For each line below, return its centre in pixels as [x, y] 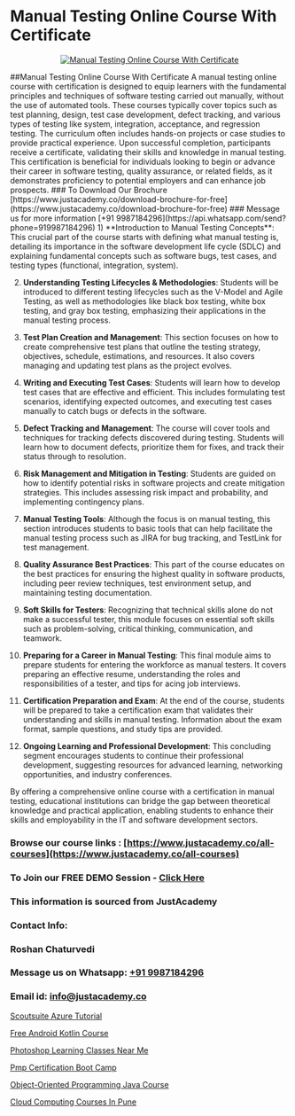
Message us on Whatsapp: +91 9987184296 [107, 972]
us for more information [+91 [62, 218]
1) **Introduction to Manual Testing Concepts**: [186, 227]
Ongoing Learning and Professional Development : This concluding [147, 745]
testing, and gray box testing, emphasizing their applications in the [144, 310]
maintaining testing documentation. [87, 592]
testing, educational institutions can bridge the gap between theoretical [140, 800]
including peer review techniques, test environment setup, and [137, 583]
